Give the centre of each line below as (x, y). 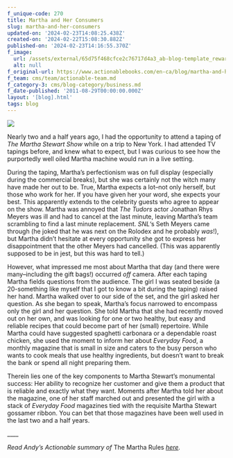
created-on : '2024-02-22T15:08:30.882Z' (67, 40)
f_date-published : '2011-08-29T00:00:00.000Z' (76, 91)
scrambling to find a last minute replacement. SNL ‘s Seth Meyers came (109, 223)
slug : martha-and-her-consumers (54, 26)
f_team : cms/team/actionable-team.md (62, 78)
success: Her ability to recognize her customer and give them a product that (116, 383)
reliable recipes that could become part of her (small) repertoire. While (108, 325)
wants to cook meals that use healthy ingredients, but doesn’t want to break (115, 355)
